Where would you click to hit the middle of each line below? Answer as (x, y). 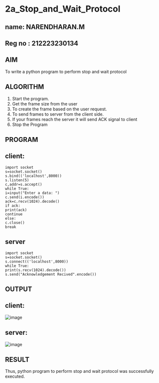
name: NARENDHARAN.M (45, 27)
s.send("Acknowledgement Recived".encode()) (51, 274)
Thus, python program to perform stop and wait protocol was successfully (79, 371)
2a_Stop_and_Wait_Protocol (63, 9)
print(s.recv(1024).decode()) (36, 270)
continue (14, 214)
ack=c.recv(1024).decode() (32, 201)
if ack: (13, 206)
